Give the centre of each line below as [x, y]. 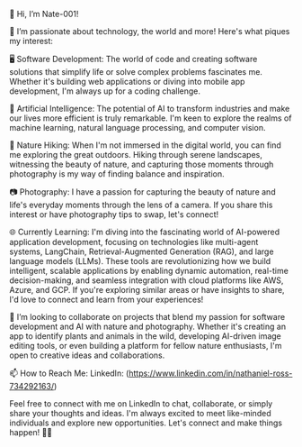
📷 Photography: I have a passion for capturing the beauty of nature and [142, 192]
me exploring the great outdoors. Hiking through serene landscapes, [136, 155]
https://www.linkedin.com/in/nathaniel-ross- [211, 373]
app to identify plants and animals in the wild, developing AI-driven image [145, 336]
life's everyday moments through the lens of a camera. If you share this [141, 205]
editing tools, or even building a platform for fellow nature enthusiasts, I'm [146, 346]
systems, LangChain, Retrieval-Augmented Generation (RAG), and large [142, 251]
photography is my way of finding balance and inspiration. [117, 174]
